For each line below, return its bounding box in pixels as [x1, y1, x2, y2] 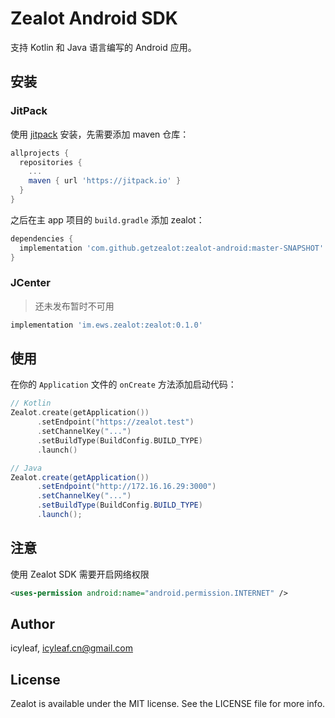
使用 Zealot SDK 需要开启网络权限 [10, 568, 150, 580]
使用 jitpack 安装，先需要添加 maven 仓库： [10, 128, 190, 140]
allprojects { [10, 148, 70, 158]
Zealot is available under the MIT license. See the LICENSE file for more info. [10, 698, 326, 710]
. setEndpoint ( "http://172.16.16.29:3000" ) [36, 482, 217, 492]
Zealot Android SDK [10, 7, 178, 30]
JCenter [10, 276, 51, 290]
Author [10, 616, 55, 633]
